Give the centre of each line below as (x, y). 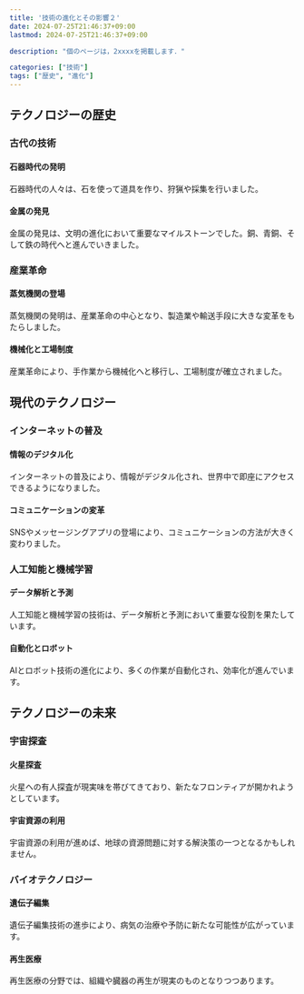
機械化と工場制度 (41, 349)
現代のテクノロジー (63, 402)
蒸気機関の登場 (37, 294)
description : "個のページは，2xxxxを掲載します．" (97, 51)
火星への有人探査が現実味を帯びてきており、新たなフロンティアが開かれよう (152, 787)
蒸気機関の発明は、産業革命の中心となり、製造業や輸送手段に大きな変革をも (152, 316)
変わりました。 (37, 543)
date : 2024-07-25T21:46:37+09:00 (73, 26)
